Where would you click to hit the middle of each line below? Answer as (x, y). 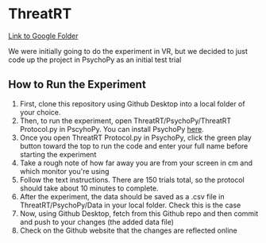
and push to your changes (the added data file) (97, 222)
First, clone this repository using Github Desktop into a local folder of (132, 103)
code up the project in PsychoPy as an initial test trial (95, 60)
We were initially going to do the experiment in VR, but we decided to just (128, 51)
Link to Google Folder (43, 36)
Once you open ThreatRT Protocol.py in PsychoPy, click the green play (135, 137)
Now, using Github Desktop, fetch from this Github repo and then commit (139, 213)
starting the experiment (58, 154)
